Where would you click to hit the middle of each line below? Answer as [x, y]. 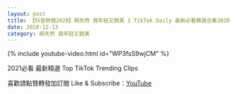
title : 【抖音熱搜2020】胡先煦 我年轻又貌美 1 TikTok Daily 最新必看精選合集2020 [118, 20]
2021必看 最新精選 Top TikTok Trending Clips [73, 69]
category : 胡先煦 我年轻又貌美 [48, 34]
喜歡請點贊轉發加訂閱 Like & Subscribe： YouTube [80, 83]
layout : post [27, 14]
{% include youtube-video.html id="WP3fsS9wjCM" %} [88, 54]
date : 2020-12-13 [33, 27]
